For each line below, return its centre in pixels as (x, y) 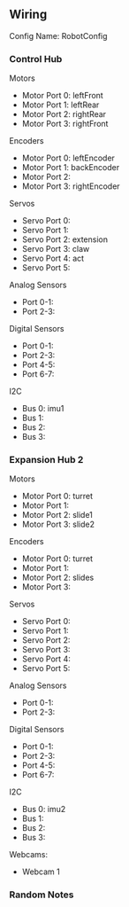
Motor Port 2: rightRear (64, 114)
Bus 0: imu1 (43, 409)
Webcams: (29, 855)
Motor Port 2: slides (58, 578)
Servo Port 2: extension (65, 239)
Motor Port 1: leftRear (61, 105)
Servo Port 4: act (53, 258)
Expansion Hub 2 (46, 460)
